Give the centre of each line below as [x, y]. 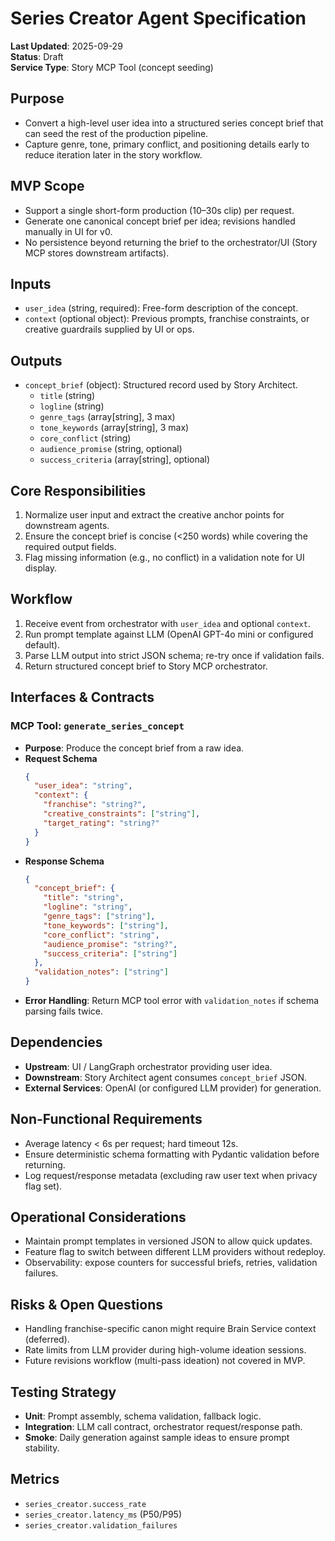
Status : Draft [37, 56]
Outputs [36, 360]
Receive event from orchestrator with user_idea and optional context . [167, 623]
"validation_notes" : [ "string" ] [101, 972]
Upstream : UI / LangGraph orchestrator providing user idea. [148, 1066]
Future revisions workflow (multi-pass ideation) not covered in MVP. [165, 1361]
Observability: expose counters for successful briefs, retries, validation [171, 1263]
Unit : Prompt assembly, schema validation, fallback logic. [143, 1416]
